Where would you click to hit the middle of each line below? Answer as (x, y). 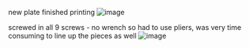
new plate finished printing (51, 12)
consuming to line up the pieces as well (72, 36)
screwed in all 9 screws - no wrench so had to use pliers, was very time (125, 27)
